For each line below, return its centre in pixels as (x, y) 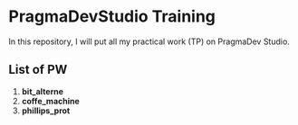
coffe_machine (51, 101)
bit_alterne (43, 91)
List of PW (38, 70)
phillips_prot (46, 111)
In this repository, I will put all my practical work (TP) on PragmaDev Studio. (149, 41)
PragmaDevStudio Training (112, 17)
